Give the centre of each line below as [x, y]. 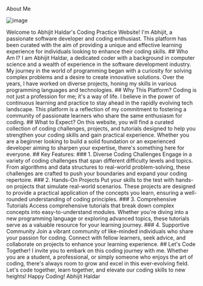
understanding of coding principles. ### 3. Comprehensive [103, 199]
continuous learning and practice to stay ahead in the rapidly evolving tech [99, 103]
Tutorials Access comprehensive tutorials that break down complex [90, 206]
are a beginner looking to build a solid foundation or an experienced [91, 141]
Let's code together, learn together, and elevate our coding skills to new [96, 270]
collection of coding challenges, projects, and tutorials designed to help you [101, 128]
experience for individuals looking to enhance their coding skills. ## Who [97, 51]
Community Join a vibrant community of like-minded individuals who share [100, 231]
